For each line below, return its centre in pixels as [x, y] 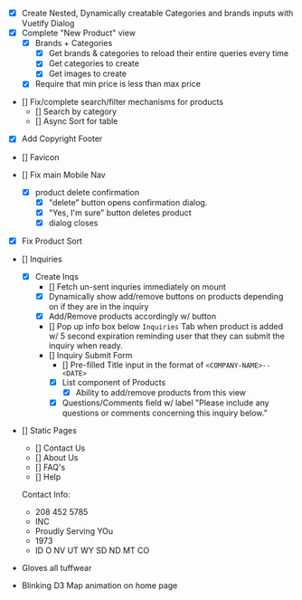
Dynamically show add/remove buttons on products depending [166, 296]
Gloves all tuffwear [57, 568]
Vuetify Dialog [48, 24]
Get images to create [88, 74]
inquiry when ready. [85, 346]
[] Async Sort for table [76, 121]
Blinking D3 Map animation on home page [99, 586]
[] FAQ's [50, 467]
